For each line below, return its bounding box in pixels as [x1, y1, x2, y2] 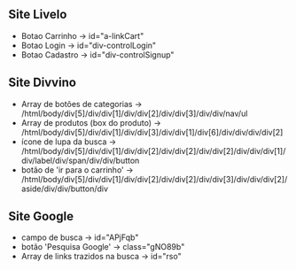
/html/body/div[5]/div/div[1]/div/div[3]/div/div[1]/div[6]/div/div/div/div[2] [20, 127, 284, 137]
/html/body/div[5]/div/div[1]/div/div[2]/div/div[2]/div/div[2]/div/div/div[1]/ [20, 145, 286, 156]
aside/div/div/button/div [20, 183, 108, 194]
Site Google [8, 209, 74, 224]
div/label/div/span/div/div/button [20, 155, 140, 166]
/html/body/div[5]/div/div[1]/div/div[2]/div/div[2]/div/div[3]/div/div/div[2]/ [20, 174, 288, 184]
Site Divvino [8, 75, 77, 90]
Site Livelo [8, 7, 67, 22]
